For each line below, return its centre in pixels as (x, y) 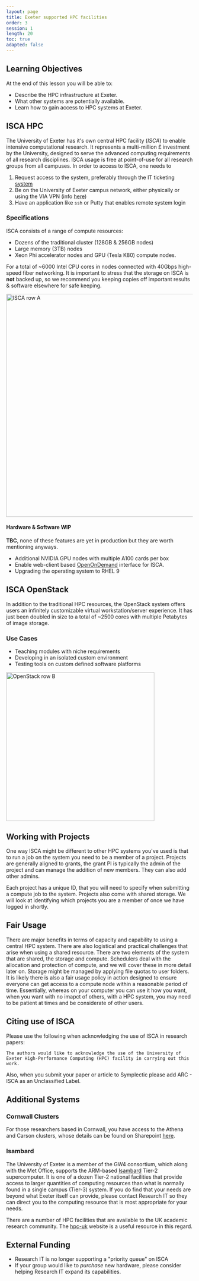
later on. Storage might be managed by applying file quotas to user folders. (98, 971)
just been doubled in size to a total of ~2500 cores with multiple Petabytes (97, 617)
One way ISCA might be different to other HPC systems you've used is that (97, 850)
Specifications (28, 218)
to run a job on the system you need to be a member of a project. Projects (96, 857)
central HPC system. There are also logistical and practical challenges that (97, 946)
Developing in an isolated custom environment (71, 658)
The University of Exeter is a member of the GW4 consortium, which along (97, 1164)
